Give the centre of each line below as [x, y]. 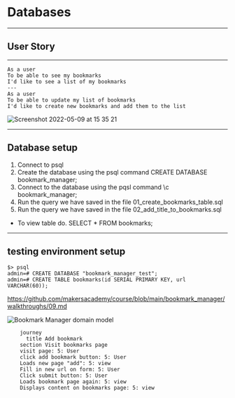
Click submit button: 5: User [64, 376]
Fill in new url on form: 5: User [70, 370]
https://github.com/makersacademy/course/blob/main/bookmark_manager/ [116, 299]
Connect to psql [41, 165]
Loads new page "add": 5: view [65, 364]
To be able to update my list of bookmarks [72, 100]
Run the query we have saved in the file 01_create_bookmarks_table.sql [120, 202]
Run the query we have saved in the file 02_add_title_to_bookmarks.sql [119, 209]
